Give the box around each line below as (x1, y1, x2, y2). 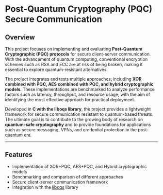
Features (5, 151, 33, 159)
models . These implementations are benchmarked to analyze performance (5, 87, 155, 92)
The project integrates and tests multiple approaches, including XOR (5, 76, 142, 82)
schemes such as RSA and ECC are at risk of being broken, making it (5, 62, 143, 67)
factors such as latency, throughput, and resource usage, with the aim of (5, 91, 150, 97)
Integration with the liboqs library (12, 184, 79, 190)
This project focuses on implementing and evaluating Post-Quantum (5, 46, 143, 52)
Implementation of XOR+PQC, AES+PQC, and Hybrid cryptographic (12, 163, 147, 169)
